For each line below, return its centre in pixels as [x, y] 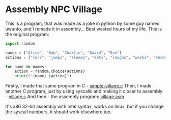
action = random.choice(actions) [50, 71]
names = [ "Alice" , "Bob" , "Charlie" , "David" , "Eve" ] [64, 53]
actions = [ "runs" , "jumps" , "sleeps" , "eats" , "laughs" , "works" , [78, 57]
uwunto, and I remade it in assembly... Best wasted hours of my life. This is [83, 28]
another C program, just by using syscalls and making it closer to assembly [84, 91]
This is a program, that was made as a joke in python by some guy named [82, 23]
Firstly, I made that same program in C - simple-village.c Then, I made [78, 86]
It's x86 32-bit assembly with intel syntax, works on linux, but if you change [84, 107]
